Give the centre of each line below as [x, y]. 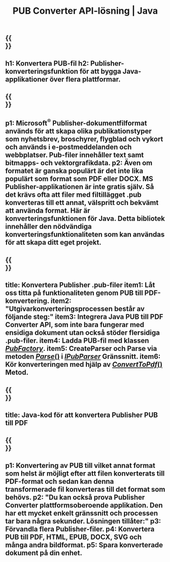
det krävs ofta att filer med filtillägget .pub [73, 195]
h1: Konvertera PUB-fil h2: [47, 63]
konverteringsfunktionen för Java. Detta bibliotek [85, 219]
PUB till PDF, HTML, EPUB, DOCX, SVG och [74, 537]
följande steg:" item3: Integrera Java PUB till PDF [84, 317]
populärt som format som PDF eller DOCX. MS [79, 179]
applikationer [27, 79]
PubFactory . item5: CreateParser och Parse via [81, 349]
